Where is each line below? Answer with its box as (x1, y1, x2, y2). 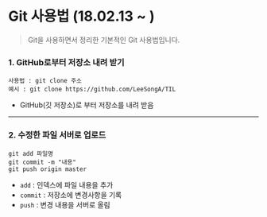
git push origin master (8, 165, 87, 173)
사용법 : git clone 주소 (8, 77, 82, 85)
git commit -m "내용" (8, 158, 77, 166)
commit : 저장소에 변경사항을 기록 (19, 190, 122, 200)
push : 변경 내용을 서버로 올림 (19, 200, 110, 209)
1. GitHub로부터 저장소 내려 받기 (8, 56, 125, 68)
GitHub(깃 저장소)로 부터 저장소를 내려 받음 (19, 100, 154, 110)
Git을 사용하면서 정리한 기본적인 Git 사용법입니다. (27, 35, 180, 45)
